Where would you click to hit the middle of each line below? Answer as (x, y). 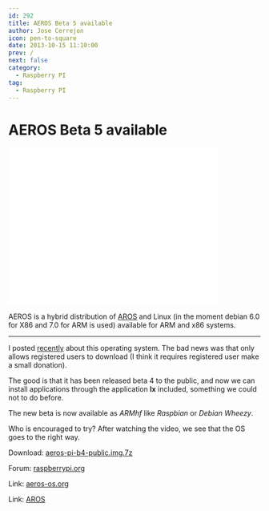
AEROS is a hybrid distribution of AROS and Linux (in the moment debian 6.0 (134, 316)
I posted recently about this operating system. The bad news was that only (131, 348)
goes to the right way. (44, 437)
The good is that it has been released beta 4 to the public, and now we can (132, 380)
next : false (28, 61)
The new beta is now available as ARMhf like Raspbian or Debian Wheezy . (131, 413)
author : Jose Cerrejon (46, 30)
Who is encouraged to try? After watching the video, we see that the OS (127, 429)
